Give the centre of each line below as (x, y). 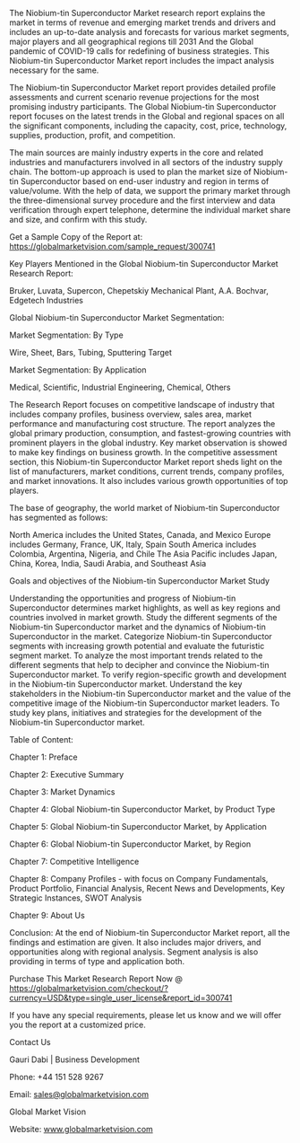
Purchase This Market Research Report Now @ (96, 979)
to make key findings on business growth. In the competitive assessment (143, 452)
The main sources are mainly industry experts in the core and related (137, 153)
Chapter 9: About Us (47, 915)
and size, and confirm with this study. (78, 220)
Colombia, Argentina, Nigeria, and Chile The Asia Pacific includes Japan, (143, 554)
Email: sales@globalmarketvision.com (79, 1094)
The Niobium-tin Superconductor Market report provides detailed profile (142, 88)
